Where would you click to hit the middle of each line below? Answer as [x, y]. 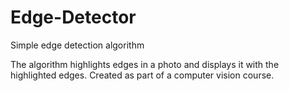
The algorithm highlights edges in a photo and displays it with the [145, 64]
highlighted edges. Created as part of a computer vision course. [142, 75]
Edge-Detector [73, 17]
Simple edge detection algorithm [77, 45]
